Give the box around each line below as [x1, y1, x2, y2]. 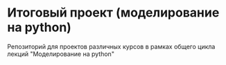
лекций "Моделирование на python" [7, 50, 114, 58]
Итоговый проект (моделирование [7, 5, 220, 21]
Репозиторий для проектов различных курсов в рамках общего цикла [7, 42, 216, 50]
